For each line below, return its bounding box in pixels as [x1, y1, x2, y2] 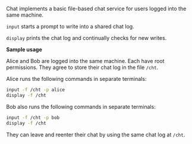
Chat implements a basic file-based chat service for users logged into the [6, 5, 187, 12]
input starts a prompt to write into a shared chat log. [6, 23, 135, 30]
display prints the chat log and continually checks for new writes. [6, 35, 167, 41]
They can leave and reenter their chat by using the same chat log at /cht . [6, 131, 185, 138]
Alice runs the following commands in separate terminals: [6, 76, 147, 82]
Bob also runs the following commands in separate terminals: [6, 103, 156, 110]
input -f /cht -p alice [6, 87, 65, 93]
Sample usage [6, 46, 43, 53]
